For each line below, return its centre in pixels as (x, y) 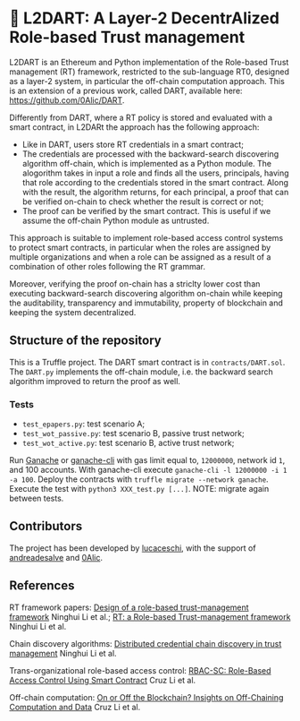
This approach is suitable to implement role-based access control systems (146, 237)
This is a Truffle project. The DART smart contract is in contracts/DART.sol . (147, 362)
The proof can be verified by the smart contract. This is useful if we (146, 210)
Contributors (46, 526)
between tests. (37, 498)
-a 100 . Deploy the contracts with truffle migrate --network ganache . (139, 479)
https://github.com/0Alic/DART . (67, 100)
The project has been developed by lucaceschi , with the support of (133, 548)
